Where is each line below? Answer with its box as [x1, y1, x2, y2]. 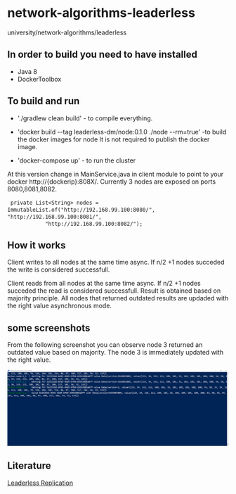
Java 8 [17, 67, 37, 75]
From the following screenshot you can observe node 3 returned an [7, 341, 203, 349]
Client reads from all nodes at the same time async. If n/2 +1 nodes [7, 279, 202, 288]
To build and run [7, 95, 80, 107]
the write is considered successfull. [7, 265, 110, 274]
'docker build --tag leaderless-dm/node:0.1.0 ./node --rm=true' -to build [17, 127, 227, 136]
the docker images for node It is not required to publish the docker [17, 135, 210, 144]
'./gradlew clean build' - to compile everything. [17, 114, 153, 122]
